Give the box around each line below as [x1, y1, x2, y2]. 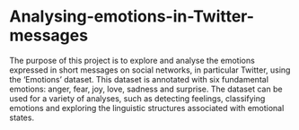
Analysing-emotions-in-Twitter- [9, 6, 254, 27]
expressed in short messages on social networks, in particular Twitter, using [9, 65, 291, 75]
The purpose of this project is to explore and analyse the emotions [9, 55, 256, 65]
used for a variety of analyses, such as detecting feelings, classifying [9, 92, 266, 104]
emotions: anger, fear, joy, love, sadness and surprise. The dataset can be [9, 83, 283, 94]
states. [9, 112, 34, 123]
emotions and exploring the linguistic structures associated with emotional [9, 102, 285, 113]
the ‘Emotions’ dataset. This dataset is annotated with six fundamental [9, 74, 269, 84]
